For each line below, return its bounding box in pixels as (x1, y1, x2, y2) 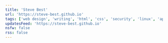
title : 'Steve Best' (5, 7, 48, 12)
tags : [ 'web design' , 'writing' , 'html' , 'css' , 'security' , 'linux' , (5, 16, 155, 21)
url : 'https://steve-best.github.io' (5, 12, 84, 17)
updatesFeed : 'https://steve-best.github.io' (5, 21, 101, 26)
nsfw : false (5, 26, 30, 31)
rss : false (5, 30, 28, 35)
